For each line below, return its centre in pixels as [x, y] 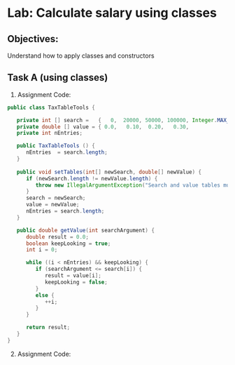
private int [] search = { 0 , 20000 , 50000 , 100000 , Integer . [117, 120]
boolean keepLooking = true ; [68, 244]
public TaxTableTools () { [56, 146]
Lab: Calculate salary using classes [112, 13]
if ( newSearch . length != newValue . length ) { [92, 178]
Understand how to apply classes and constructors [81, 55]
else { [45, 295]
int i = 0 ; [42, 250]
